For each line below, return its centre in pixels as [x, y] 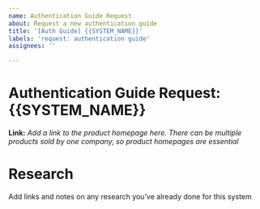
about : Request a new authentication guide [83, 23]
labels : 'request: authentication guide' [79, 38]
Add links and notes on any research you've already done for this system [130, 196]
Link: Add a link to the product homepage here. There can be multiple [125, 133]
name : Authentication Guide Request [70, 16]
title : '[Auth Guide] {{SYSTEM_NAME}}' [76, 31]
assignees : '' [32, 46]
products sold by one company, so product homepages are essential [124, 142]
